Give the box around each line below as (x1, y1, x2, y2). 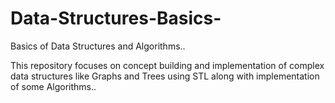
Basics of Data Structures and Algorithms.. (10, 40, 186, 52)
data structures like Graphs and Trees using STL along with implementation (10, 70, 320, 82)
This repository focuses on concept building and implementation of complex (10, 59, 325, 71)
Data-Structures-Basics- (10, 7, 222, 30)
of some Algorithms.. (10, 80, 97, 92)
